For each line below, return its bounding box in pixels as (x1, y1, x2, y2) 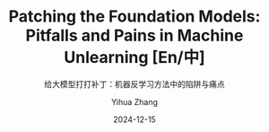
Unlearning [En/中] (64, 48, 205, 68)
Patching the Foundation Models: (8, 6, 261, 27)
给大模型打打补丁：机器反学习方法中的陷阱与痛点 (44, 78, 225, 89)
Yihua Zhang (110, 96, 159, 107)
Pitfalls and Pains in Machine (25, 25, 244, 46)
